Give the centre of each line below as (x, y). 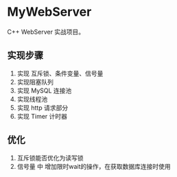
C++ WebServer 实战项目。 (46, 32)
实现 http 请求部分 (43, 108)
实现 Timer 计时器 (42, 116)
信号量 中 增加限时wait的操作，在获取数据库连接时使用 (94, 166)
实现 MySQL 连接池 (44, 91)
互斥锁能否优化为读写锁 (50, 158)
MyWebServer (49, 12)
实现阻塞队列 (35, 82)
